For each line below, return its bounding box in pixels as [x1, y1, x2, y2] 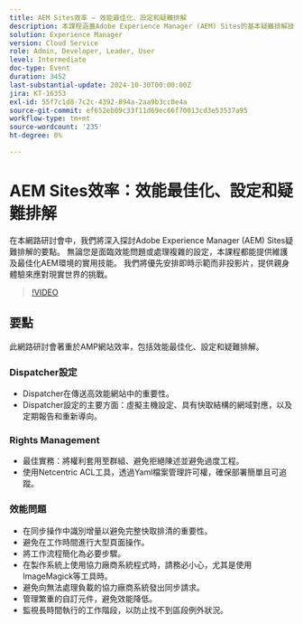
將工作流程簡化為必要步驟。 [22, 548, 126, 559]
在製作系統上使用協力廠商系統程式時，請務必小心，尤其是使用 [22, 559, 252, 570]
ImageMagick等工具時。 [22, 571, 113, 581]
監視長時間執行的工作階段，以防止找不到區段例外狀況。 [22, 604, 228, 615]
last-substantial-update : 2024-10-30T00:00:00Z [9, 80, 192, 90]
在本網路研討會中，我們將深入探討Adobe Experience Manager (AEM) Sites [9, 234, 286, 245]
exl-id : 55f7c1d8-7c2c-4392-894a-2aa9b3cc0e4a [9, 97, 188, 107]
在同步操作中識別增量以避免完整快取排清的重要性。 [22, 525, 213, 536]
